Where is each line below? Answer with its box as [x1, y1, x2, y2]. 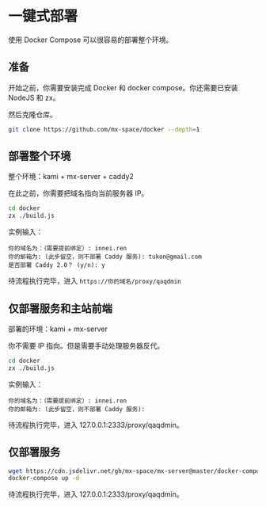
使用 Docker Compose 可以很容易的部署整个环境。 [8, 35, 173, 44]
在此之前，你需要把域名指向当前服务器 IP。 [8, 189, 149, 198]
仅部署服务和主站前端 [8, 302, 112, 315]
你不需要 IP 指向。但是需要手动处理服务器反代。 [8, 341, 165, 350]
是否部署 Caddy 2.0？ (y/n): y [8, 261, 105, 269]
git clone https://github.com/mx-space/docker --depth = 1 [8, 125, 200, 133]
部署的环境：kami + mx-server [8, 324, 108, 334]
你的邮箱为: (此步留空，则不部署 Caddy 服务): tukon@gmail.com [8, 253, 202, 261]
